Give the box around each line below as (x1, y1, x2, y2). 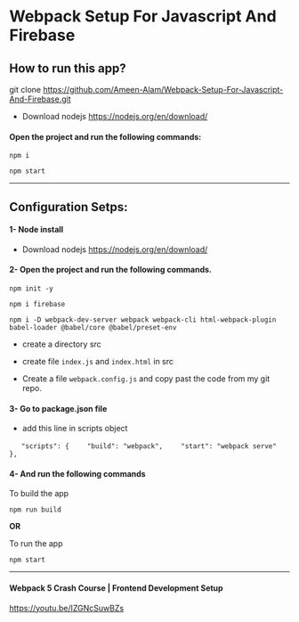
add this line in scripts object (21, 423, 128, 434)
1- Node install (9, 225, 64, 235)
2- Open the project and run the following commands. (9, 265, 212, 275)
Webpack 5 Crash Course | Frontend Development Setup (9, 583, 224, 593)
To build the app (9, 488, 69, 499)
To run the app (9, 538, 63, 549)
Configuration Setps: (9, 199, 128, 215)
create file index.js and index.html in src (21, 356, 174, 366)
